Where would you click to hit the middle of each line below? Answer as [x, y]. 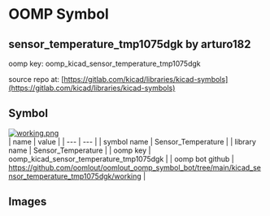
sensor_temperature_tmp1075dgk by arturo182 [130, 44]
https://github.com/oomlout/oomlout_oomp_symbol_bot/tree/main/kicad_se [135, 167]
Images [28, 202]
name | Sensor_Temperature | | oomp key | [80, 150]
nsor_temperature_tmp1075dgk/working [75, 176]
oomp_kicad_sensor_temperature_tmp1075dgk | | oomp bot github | [121, 158]
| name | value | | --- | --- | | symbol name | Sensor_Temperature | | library [132, 141]
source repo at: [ [36, 79]
